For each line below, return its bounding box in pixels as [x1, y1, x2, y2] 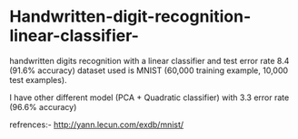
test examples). [9, 74, 67, 85]
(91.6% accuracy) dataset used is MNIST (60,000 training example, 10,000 [9, 65, 289, 76]
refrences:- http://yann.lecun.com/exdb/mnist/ [9, 119, 184, 130]
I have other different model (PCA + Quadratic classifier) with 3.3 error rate [9, 92, 290, 103]
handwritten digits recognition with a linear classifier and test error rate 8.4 [9, 55, 290, 66]
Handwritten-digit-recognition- [9, 6, 252, 27]
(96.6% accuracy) [9, 101, 77, 112]
